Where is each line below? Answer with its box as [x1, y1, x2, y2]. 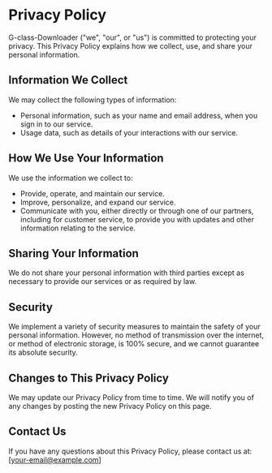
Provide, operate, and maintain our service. [19, 188, 165, 198]
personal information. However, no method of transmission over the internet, [8, 330, 265, 340]
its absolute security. [8, 347, 79, 358]
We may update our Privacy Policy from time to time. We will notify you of [8, 393, 254, 402]
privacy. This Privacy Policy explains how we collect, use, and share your [8, 41, 253, 50]
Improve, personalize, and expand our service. [19, 197, 176, 207]
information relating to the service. [19, 223, 136, 233]
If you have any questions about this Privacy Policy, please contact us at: [8, 446, 253, 456]
